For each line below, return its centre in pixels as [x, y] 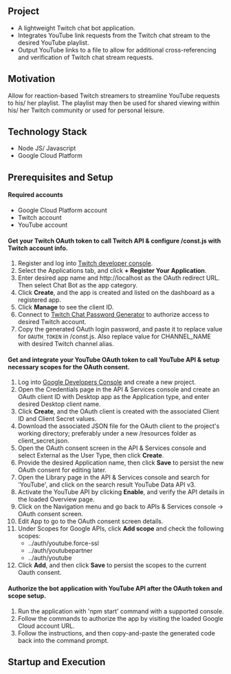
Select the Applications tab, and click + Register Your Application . [112, 271]
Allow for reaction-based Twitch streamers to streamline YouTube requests [114, 95]
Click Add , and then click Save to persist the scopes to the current [112, 565]
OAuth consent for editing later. [62, 470]
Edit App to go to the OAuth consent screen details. [90, 521]
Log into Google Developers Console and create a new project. [107, 382]
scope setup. [27, 596]
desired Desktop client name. [59, 404]
